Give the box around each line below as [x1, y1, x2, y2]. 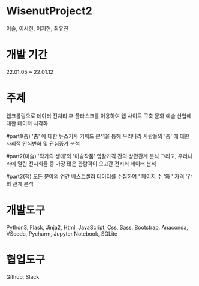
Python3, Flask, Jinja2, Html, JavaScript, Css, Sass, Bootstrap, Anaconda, [6, 224, 189, 231]
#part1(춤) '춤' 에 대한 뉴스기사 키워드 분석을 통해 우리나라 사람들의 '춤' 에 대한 [6, 132, 190, 139]
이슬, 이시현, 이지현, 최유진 [6, 25, 69, 32]
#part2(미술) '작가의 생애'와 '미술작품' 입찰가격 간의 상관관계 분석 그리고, [6, 152, 177, 159]
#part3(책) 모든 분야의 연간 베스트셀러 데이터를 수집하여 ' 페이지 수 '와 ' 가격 [6, 173, 185, 180]
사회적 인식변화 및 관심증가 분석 [6, 140, 80, 147]
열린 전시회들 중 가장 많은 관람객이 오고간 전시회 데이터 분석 [17, 160, 157, 167]
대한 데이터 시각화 [6, 119, 48, 127]
